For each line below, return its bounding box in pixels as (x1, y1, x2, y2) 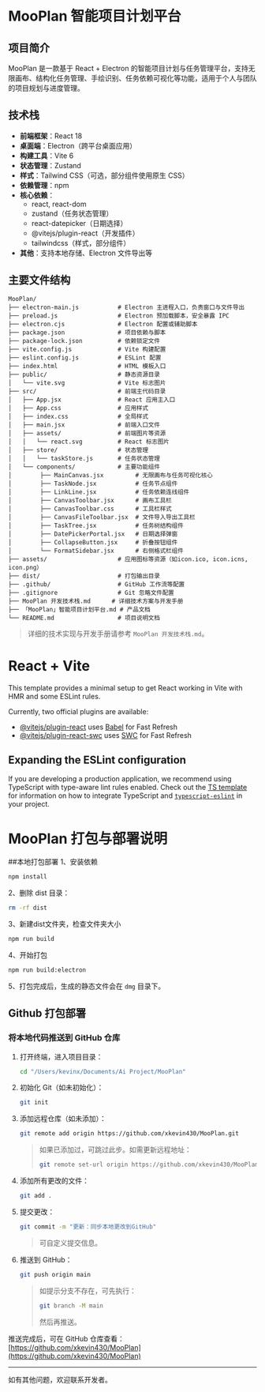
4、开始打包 (8, 950, 48, 960)
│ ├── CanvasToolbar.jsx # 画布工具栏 (8, 496, 172, 504)
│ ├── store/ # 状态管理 (8, 446, 148, 454)
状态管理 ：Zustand (19, 160, 81, 170)
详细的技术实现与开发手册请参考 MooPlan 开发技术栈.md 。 (27, 629, 209, 638)
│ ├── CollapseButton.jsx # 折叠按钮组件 (8, 538, 178, 546)
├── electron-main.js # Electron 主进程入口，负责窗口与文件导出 (8, 303, 245, 311)
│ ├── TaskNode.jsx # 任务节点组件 (8, 480, 178, 487)
